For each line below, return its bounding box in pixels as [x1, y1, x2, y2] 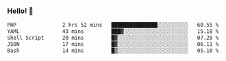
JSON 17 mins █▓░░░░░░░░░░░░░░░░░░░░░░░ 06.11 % [7, 40, 219, 47]
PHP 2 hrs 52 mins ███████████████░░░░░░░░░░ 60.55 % [7, 22, 219, 29]
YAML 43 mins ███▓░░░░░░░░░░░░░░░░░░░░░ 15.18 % [7, 28, 219, 35]
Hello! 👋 [7, 6, 34, 16]
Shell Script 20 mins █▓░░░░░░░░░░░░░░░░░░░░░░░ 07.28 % [7, 34, 219, 42]
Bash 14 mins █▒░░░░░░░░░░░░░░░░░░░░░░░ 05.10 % [7, 47, 219, 54]
